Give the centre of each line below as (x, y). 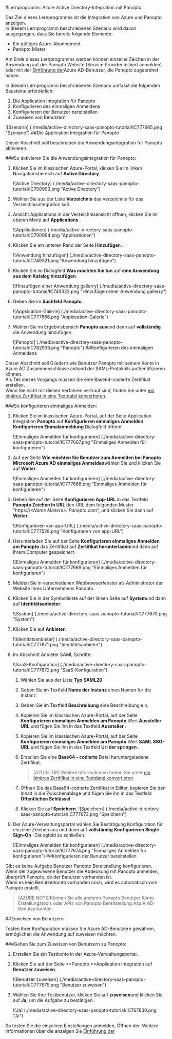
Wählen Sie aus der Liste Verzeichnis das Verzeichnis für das (78, 199)
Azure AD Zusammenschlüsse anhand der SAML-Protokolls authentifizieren (85, 369)
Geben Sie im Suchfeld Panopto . (48, 301)
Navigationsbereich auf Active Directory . (56, 174)
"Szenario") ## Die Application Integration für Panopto (62, 133)
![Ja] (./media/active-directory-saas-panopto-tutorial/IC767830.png (84, 1010)
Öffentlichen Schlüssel (45, 799)
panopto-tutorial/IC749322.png (46, 291)
